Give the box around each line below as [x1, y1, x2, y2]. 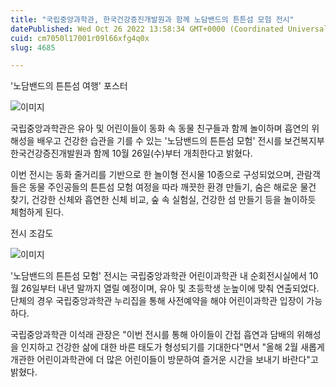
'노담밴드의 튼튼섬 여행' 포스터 [10, 80, 128, 92]
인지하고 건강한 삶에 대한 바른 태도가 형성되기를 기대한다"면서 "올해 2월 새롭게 [20, 341, 325, 353]
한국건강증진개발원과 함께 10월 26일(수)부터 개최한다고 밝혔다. [10, 147, 253, 160]
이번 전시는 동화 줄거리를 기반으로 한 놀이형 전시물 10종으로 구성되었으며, [10, 169, 295, 181]
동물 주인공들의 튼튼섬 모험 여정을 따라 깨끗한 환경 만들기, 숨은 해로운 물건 [28, 181, 317, 193]
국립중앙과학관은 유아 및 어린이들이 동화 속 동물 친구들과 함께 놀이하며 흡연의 [10, 122, 310, 135]
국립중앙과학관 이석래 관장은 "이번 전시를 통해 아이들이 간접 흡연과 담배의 [10, 329, 295, 341]
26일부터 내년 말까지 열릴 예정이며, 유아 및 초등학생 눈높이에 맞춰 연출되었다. [20, 282, 320, 295]
